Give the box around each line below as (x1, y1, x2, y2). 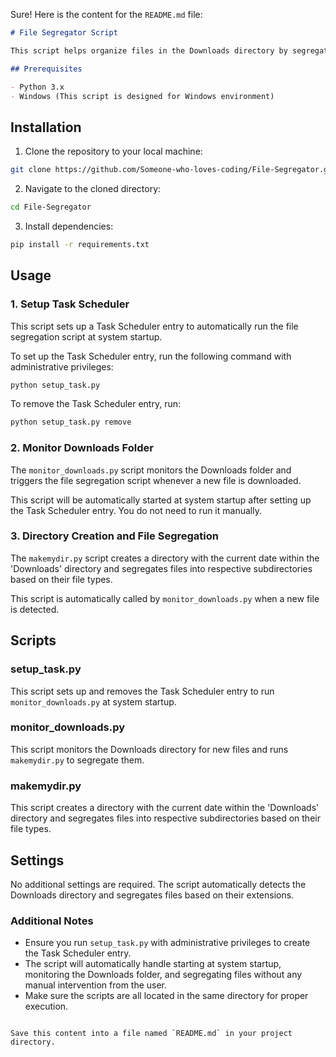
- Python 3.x (10, 82, 65, 92)
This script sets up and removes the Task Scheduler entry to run (10, 685, 275, 697)
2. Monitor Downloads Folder (10, 441, 154, 455)
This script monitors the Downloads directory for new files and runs (10, 743, 289, 755)
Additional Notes (10, 914, 94, 928)
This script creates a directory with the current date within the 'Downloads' (10, 802, 320, 814)
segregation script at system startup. (10, 330, 163, 343)
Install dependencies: (24, 220, 114, 232)
